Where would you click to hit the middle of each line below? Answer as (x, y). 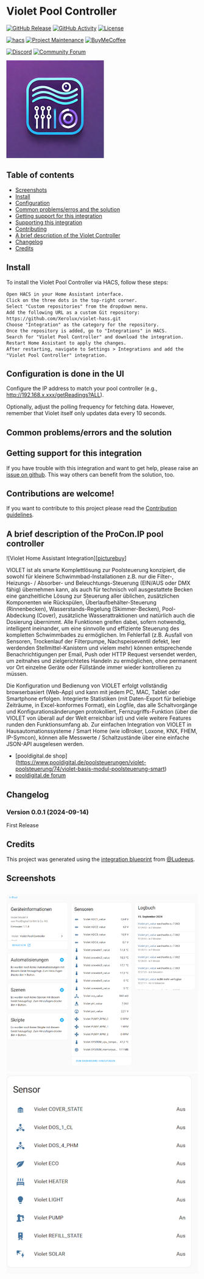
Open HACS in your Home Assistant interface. (65, 294)
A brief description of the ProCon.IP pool (85, 534)
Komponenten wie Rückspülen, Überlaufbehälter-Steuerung (81, 603)
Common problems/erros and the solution (68, 209)
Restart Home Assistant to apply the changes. (66, 343)
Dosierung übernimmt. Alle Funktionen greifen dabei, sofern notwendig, (96, 622)
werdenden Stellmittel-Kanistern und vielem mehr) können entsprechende (99, 648)
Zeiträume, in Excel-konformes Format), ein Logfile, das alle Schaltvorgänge (102, 705)
